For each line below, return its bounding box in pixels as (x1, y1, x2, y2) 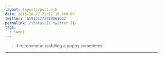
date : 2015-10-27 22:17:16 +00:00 (5, 12, 75, 16)
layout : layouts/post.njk (5, 7, 57, 12)
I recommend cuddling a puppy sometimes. (16, 43, 104, 48)
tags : (5, 25, 16, 30)
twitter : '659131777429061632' (5, 16, 68, 21)
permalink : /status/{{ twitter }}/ (5, 20, 77, 26)
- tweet (9, 29, 25, 34)
